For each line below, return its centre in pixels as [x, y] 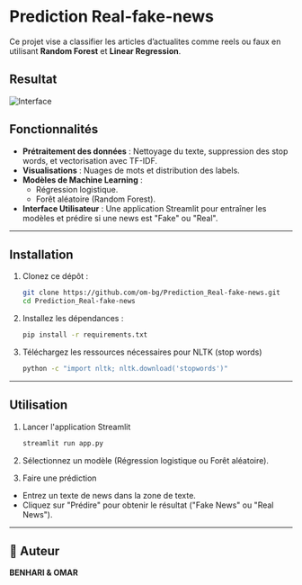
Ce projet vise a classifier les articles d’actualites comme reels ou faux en [145, 41]
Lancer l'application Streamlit [76, 427]
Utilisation [39, 405]
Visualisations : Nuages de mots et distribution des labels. [131, 170]
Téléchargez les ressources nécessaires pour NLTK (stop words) [142, 352]
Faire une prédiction [59, 478]
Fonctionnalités [54, 129]
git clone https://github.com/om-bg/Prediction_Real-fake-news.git [151, 293]
